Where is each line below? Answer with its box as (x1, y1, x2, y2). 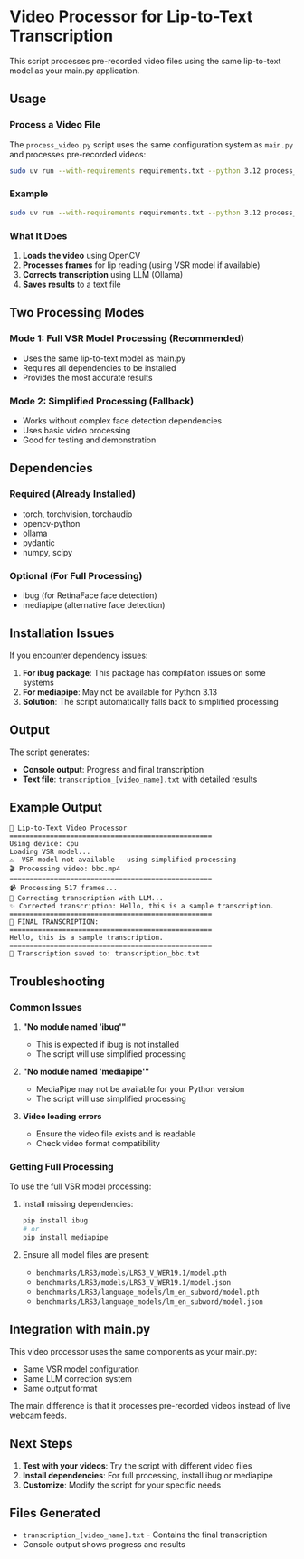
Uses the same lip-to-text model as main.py (22, 353, 186, 364)
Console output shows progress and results (22, 1539, 185, 1550)
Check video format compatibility (35, 1138, 161, 1149)
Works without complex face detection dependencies (22, 414, 223, 426)
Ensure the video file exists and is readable (35, 1128, 196, 1139)
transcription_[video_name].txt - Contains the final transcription (22, 1529, 268, 1540)
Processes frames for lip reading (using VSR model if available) (22, 260, 261, 271)
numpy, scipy (22, 547, 73, 557)
